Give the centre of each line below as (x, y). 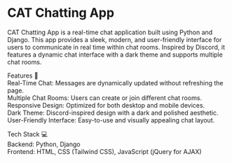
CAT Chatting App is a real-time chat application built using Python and (110, 32)
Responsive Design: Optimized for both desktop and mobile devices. (106, 105)
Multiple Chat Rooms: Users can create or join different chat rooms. (104, 98)
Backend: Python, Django (44, 144)
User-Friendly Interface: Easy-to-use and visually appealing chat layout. (111, 120)
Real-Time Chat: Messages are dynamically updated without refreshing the (115, 83)
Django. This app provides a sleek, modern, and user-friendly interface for (115, 39)
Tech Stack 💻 (27, 134)
